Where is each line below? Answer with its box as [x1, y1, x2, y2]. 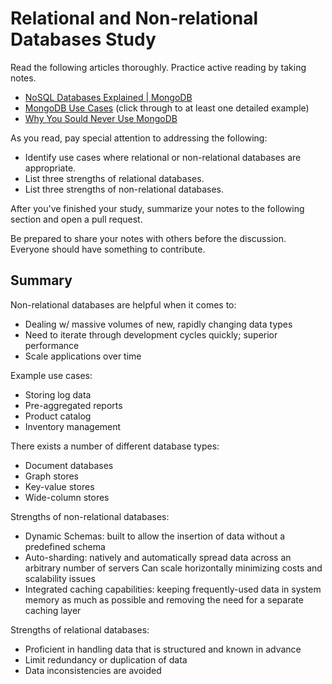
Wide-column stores [24, 491, 110, 503]
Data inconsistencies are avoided [24, 664, 162, 676]
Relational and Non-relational [10, 7, 259, 30]
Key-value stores [24, 480, 95, 492]
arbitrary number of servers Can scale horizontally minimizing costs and [24, 562, 323, 574]
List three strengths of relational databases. [24, 172, 205, 184]
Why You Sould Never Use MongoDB [24, 112, 178, 124]
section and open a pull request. [10, 213, 143, 225]
